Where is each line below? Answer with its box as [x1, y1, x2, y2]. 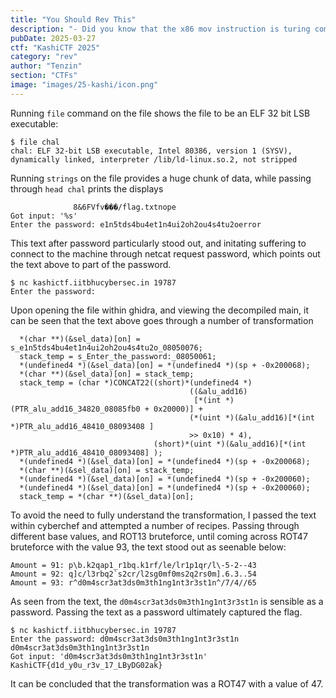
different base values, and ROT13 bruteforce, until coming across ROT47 [10, 530, 308, 542]
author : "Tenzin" [10, 61, 83, 71]
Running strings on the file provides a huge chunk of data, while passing [10, 172, 312, 184]
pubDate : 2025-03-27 [10, 33, 97, 43]
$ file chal [10, 137, 60, 147]
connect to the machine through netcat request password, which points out [10, 247, 321, 260]
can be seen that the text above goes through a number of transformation [10, 314, 314, 326]
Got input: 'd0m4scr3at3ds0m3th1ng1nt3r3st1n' [10, 651, 208, 661]
